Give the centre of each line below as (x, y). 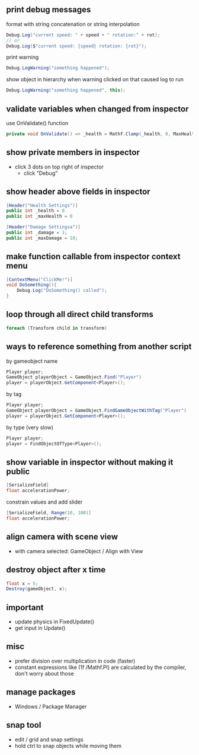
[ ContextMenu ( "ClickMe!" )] (39, 279)
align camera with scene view (62, 537)
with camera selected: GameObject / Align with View (79, 551)
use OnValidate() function (37, 123)
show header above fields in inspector (78, 192)
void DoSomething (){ (32, 285)
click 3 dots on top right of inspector (59, 167)
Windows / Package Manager (51, 706)
